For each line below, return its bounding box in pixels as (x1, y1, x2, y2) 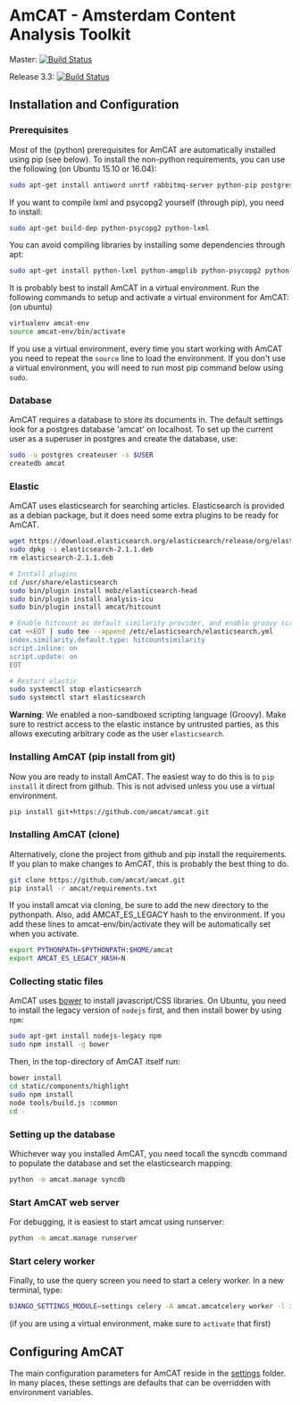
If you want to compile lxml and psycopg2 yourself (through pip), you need (9, 197, 284, 207)
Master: (9, 54, 37, 64)
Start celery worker (9, 1255, 96, 1267)
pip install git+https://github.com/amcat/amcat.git (9, 807, 210, 816)
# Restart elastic (9, 677, 78, 686)
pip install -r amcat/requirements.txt (9, 884, 158, 893)
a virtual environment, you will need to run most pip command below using (9, 363, 284, 373)
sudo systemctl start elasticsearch (9, 694, 146, 702)
